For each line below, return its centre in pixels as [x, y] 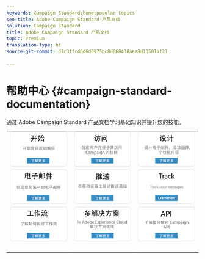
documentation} [49, 104]
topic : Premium [26, 39]
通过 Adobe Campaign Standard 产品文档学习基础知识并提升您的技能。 [95, 122]
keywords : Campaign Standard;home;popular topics [71, 13]
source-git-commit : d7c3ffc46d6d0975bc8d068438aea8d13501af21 [87, 52]
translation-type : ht [34, 45]
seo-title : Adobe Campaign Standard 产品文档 [63, 19]
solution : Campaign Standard [43, 26]
